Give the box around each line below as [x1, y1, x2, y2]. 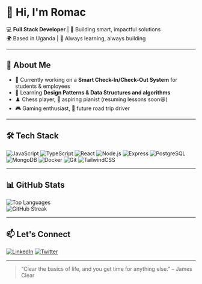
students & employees [14, 82, 70, 90]
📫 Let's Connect [6, 229, 71, 239]
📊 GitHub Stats [6, 180, 65, 190]
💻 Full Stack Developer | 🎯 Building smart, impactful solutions [6, 25, 161, 32]
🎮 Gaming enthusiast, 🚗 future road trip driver [14, 105, 130, 112]
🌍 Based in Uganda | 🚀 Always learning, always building [6, 34, 146, 42]
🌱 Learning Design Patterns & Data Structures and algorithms [14, 88, 171, 96]
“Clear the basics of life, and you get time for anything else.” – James [20, 265, 192, 273]
